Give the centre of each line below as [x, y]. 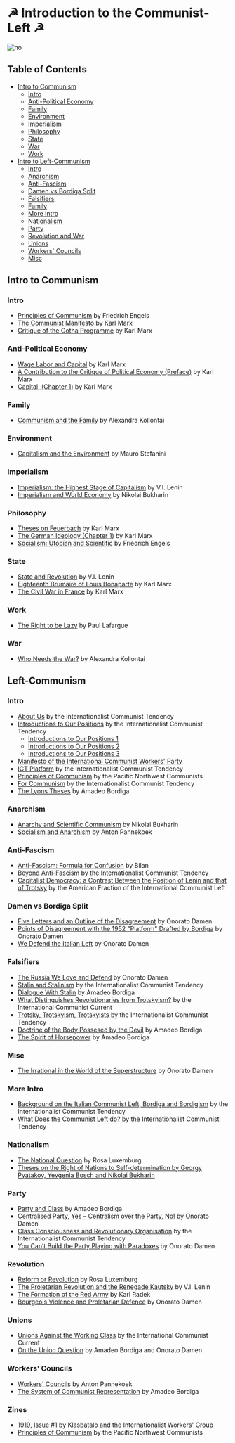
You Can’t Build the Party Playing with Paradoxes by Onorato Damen [116, 1245]
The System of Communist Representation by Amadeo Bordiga [108, 1391]
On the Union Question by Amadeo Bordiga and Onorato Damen [109, 1350]
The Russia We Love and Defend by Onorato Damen [93, 977]
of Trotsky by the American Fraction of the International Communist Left [121, 888]
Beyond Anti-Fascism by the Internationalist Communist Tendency [113, 873]
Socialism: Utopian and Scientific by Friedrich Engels [94, 543]
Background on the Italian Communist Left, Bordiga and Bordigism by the [123, 1104]
